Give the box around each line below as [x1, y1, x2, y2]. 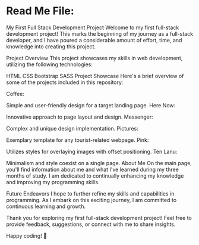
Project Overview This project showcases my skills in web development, [6, 54, 183, 61]
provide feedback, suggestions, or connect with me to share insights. [6, 221, 176, 228]
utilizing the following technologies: [6, 61, 93, 68]
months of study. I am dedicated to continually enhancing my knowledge [6, 172, 184, 179]
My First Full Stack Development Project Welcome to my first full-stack [6, 24, 179, 31]
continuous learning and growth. [6, 203, 86, 210]
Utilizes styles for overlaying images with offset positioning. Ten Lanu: [6, 148, 178, 155]
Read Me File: [6, 4, 74, 18]
